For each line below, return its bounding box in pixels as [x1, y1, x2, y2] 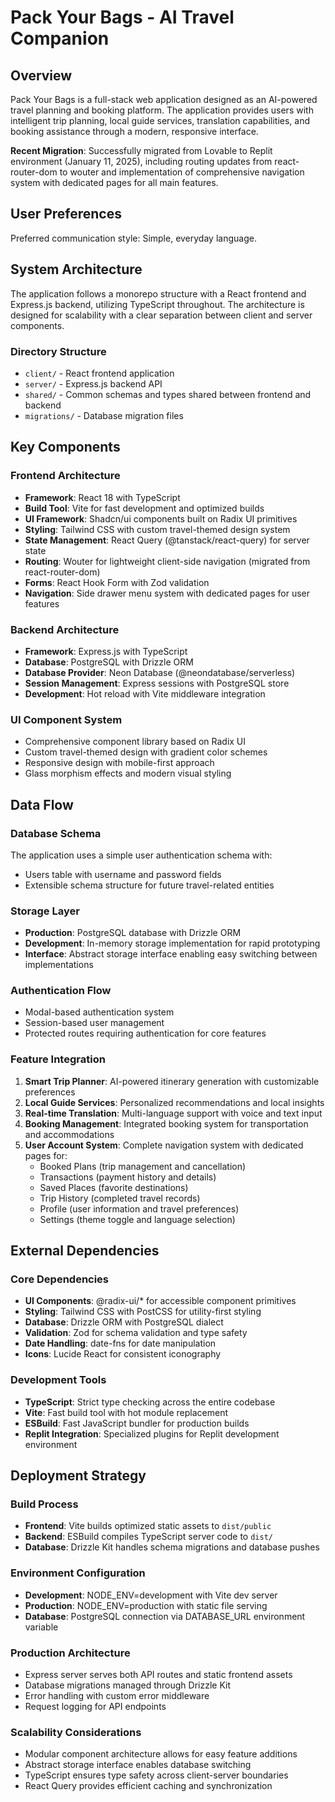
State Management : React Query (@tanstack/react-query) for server [24, 534, 310, 546]
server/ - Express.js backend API [24, 377, 163, 390]
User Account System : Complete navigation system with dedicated [24, 1139, 304, 1151]
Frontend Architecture [10, 469, 121, 483]
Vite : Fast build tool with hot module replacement [24, 1406, 229, 1418]
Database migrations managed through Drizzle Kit [24, 1679, 232, 1691]
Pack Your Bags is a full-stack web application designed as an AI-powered [10, 94, 318, 105]
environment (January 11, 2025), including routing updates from [10, 156, 273, 167]
